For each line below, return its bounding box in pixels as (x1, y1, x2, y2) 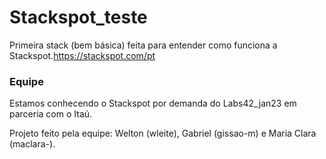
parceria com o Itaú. (9, 108, 93, 120)
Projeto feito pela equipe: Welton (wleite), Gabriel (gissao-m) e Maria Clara (9, 127, 317, 140)
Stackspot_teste (9, 6, 148, 29)
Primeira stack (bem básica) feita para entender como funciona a (9, 39, 278, 51)
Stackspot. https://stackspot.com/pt (9, 49, 156, 61)
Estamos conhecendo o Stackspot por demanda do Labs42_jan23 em (9, 97, 297, 110)
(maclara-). (9, 138, 56, 150)
